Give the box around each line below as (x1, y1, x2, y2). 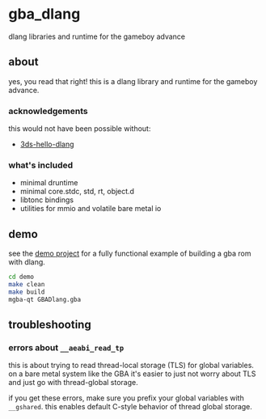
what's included (8, 159, 74, 171)
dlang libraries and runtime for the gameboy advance (8, 32, 186, 41)
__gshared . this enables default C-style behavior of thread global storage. (8, 402, 253, 412)
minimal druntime (19, 178, 78, 188)
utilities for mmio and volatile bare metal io (19, 204, 162, 214)
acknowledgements (8, 105, 88, 116)
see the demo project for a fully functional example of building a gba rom (8, 248, 252, 259)
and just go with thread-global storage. (8, 378, 139, 387)
